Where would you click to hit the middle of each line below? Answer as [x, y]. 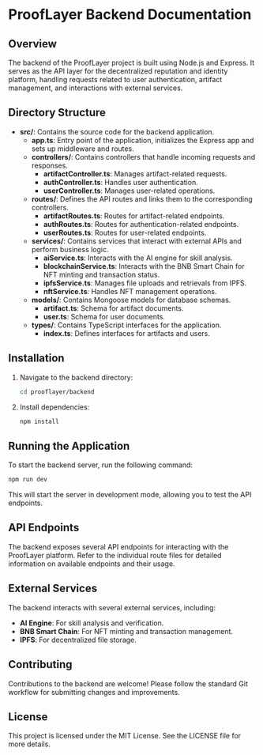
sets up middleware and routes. [83, 149]
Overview [33, 44]
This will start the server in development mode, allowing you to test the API [130, 495]
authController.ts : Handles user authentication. [121, 182]
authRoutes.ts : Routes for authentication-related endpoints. [141, 224]
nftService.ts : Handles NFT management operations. [130, 291]
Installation [36, 359]
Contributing [40, 664]
